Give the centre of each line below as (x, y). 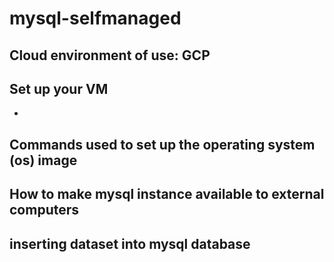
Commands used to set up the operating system (162, 144)
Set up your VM (59, 88)
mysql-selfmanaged (95, 18)
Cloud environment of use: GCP (110, 55)
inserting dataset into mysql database (130, 243)
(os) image (43, 160)
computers (44, 210)
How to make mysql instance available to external (167, 194)
